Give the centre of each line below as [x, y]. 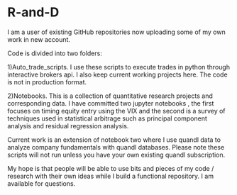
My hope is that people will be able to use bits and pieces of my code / [111, 168]
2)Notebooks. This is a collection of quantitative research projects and [110, 96]
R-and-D [33, 12]
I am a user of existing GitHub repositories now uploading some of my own [116, 32]
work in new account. [39, 39]
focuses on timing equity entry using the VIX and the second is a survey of [116, 111]
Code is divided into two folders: [55, 53]
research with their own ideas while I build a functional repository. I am [111, 176]
